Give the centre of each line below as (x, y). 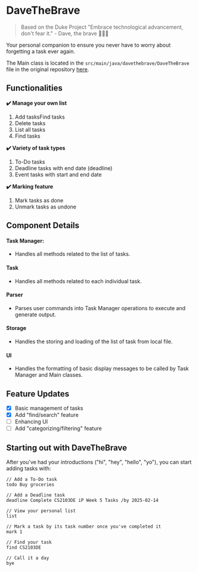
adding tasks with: (29, 468)
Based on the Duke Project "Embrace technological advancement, (102, 27)
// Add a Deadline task (36, 495)
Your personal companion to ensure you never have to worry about (89, 45)
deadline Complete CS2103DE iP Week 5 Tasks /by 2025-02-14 (83, 501)
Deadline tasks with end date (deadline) (64, 168)
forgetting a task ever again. (41, 51)
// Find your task (29, 543)
